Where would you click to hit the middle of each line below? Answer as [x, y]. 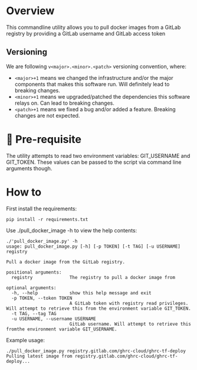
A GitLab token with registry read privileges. [129, 303]
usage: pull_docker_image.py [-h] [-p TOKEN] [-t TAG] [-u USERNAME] [93, 246]
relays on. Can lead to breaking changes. [65, 103]
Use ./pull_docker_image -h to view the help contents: [72, 230]
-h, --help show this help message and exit [81, 293]
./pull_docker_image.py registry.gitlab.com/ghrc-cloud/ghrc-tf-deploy [96, 351]
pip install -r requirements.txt [47, 219]
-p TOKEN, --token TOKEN [42, 298]
